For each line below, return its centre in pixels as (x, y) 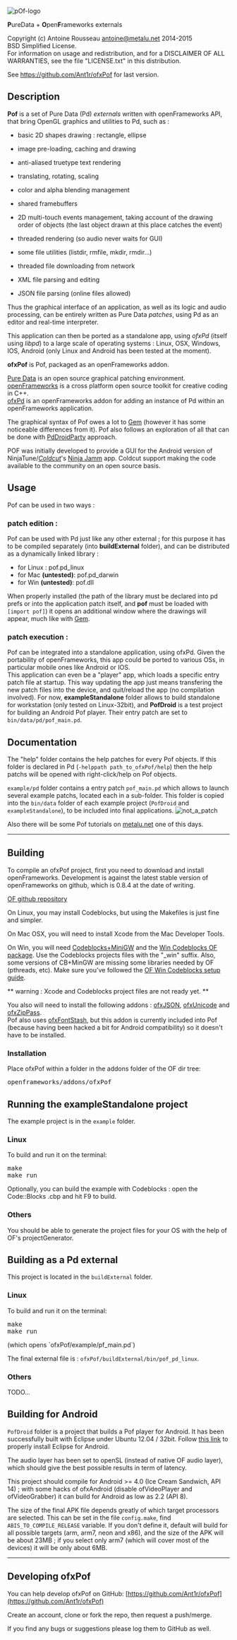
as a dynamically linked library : (53, 553)
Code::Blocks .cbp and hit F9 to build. (62, 1197)
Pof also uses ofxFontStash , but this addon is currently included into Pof (112, 1020)
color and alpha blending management (74, 190)
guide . (17, 977)
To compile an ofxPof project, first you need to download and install (106, 870)
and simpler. (25, 920)
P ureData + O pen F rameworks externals (65, 24)
